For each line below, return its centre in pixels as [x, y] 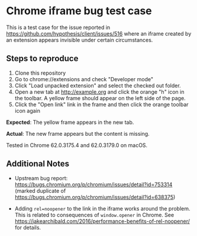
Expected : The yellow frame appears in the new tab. [70, 122]
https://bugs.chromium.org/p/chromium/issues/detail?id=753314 [93, 184]
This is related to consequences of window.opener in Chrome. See [94, 215]
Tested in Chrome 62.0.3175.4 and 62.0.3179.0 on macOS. [77, 145]
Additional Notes [38, 164]
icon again [27, 110]
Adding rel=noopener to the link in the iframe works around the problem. [102, 208]
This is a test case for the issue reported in [58, 27]
